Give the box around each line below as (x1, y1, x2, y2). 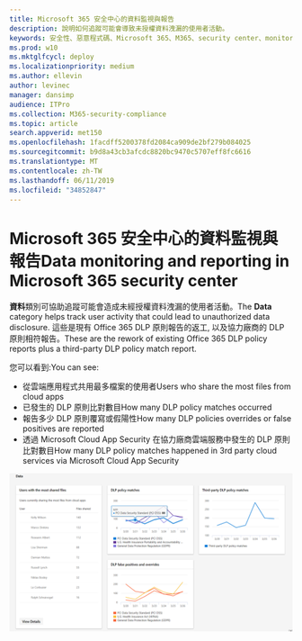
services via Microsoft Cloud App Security (22, 456, 180, 466)
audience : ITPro (9, 100, 70, 109)
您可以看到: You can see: (9, 362, 100, 373)
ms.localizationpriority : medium (9, 62, 135, 71)
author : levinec (9, 81, 70, 90)
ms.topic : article (9, 119, 78, 128)
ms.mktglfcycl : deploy (9, 52, 94, 62)
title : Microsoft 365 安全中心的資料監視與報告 (9, 14, 175, 23)
